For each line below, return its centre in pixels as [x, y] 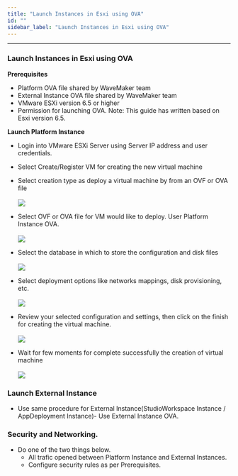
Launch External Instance [52, 393]
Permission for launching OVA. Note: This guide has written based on [118, 110]
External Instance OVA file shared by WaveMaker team [97, 95]
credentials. [35, 153]
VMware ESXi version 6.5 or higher [68, 103]
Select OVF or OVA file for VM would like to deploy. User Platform [113, 216]
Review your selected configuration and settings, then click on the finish [123, 316]
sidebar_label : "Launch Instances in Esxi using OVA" [89, 27]
